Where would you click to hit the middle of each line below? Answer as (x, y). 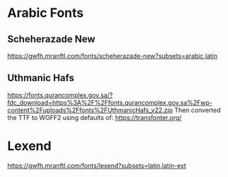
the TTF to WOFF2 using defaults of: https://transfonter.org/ (95, 117)
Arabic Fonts (46, 13)
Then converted (197, 110)
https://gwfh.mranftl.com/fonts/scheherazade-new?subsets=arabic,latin (112, 56)
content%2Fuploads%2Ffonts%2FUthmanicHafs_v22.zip (90, 110)
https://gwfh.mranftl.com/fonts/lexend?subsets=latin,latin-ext (97, 165)
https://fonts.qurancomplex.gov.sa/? (60, 95)
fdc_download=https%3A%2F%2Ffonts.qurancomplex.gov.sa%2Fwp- (110, 102)
